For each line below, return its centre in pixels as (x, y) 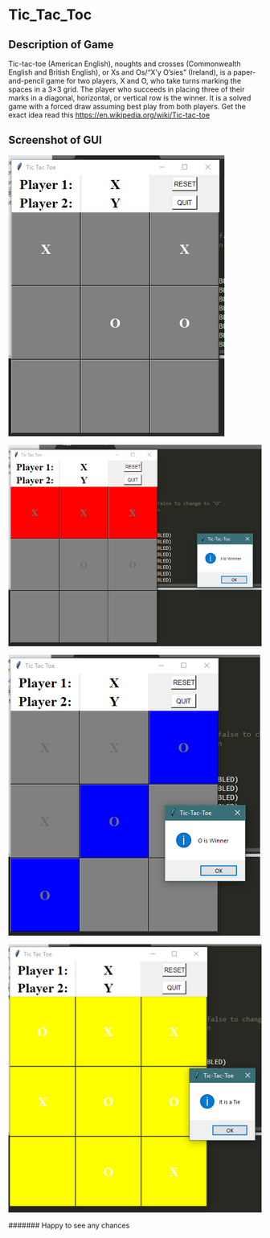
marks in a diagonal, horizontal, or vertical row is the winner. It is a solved (130, 98)
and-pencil (26, 81)
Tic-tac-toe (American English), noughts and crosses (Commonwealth (125, 64)
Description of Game (61, 45)
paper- (244, 72)
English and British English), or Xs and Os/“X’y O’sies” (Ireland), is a (120, 72)
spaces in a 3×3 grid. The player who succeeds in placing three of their (127, 89)
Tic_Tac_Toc (50, 15)
